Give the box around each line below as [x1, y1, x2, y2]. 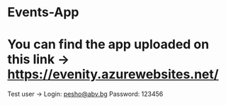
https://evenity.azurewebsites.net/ [7, 66, 219, 82]
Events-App [7, 4, 79, 20]
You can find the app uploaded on [7, 37, 210, 53]
